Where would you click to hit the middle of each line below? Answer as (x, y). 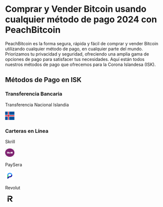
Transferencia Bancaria (34, 94)
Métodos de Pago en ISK (43, 80)
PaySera (14, 164)
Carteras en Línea (27, 131)
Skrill (10, 142)
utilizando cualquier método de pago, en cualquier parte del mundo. (74, 49)
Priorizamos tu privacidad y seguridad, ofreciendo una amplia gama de (77, 54)
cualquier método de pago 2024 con (81, 19)
